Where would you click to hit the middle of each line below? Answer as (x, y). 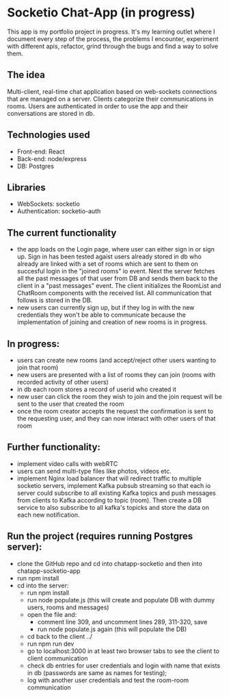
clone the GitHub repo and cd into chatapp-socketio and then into (110, 563)
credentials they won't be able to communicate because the (101, 315)
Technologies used (49, 135)
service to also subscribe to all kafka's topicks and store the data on (113, 507)
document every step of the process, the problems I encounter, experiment (113, 38)
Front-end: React (41, 151)
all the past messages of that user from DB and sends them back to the (117, 278)
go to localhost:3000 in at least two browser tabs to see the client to (123, 651)
